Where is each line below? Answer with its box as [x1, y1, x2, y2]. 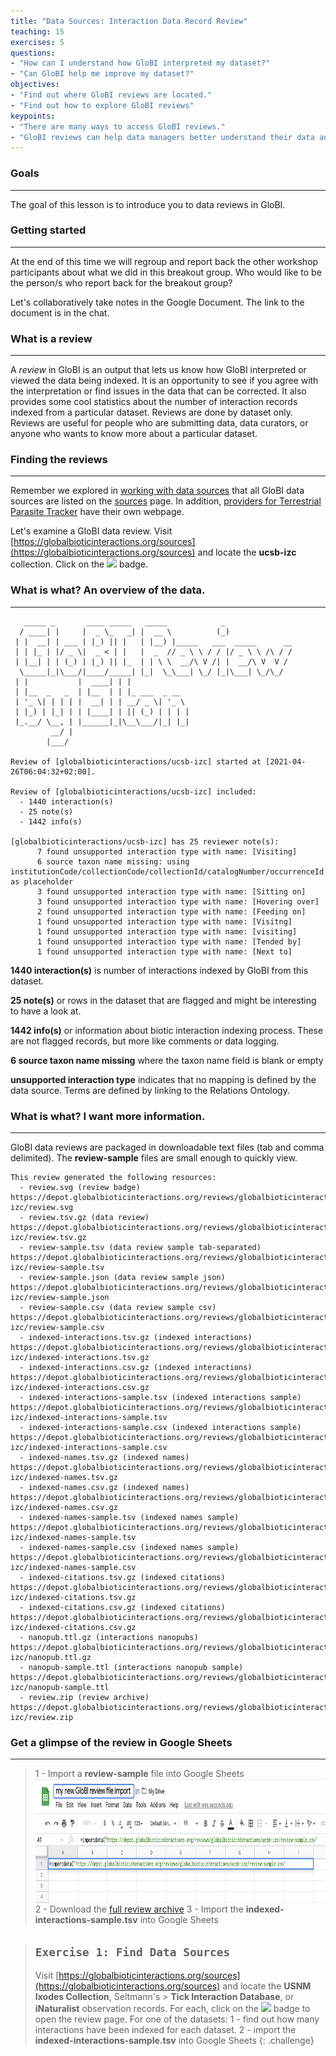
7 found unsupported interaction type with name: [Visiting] [36, 846, 298, 857]
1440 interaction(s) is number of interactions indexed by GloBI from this [10, 964, 309, 976]
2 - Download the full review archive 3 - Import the [34, 1903, 244, 1915]
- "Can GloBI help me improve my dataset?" [10, 69, 195, 79]
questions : [10, 48, 56, 58]
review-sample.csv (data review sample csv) [28, 1303, 217, 1313]
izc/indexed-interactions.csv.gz [10, 1383, 150, 1393]
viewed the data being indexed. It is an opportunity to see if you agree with [10, 375, 319, 387]
